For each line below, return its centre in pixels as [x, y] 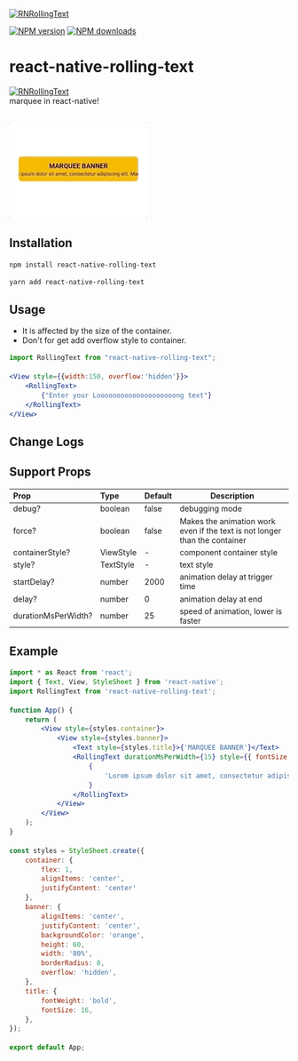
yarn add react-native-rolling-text [77, 282]
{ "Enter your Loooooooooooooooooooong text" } [127, 395]
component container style [228, 552]
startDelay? [34, 581]
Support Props [50, 472]
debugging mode [211, 509]
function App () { [41, 710]
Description [232, 496]
